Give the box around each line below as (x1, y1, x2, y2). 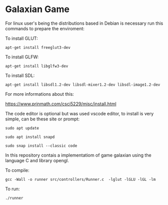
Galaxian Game (5, 4, 70, 15)
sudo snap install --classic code (5, 143, 78, 148)
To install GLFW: (5, 54, 39, 60)
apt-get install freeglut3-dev (5, 45, 71, 50)
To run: (5, 185, 20, 192)
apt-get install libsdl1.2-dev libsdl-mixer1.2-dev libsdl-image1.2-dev (5, 82, 160, 87)
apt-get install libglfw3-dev (5, 63, 69, 69)
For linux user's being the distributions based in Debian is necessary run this (5, 20, 163, 26)
